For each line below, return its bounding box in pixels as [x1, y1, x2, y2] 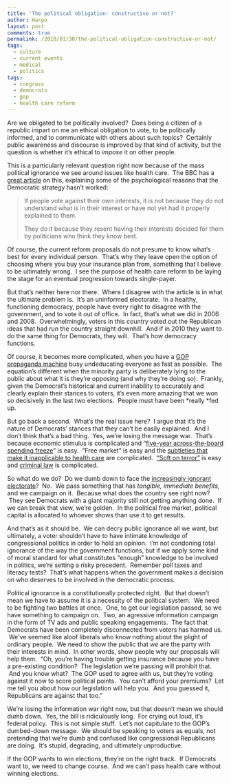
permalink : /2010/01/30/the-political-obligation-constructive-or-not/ [7, 36, 217, 43]
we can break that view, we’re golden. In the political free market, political [7, 504, 217, 512]
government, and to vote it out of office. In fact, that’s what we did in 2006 [7, 309, 219, 318]
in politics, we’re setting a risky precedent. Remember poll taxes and [7, 561, 203, 569]
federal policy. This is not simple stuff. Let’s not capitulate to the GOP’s [7, 719, 210, 728]
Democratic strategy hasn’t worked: [7, 183, 109, 192]
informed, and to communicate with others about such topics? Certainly [7, 133, 212, 141]
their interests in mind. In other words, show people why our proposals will [7, 647, 220, 655]
